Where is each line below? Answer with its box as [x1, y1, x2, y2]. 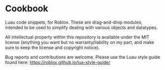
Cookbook [5, 3, 48, 14]
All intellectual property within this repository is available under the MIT [5, 34, 150, 40]
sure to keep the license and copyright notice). [5, 44, 100, 50]
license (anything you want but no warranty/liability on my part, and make [5, 39, 154, 45]
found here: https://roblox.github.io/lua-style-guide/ [5, 59, 111, 65]
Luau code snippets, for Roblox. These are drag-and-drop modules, [5, 19, 143, 25]
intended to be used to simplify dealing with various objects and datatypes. [5, 24, 158, 30]
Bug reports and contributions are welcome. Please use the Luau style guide [5, 54, 161, 60]
